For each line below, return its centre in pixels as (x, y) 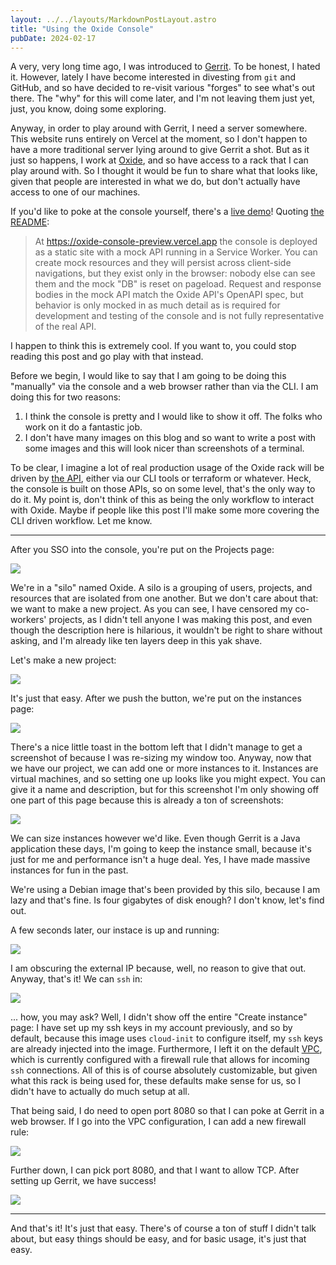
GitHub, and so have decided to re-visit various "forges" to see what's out (163, 88)
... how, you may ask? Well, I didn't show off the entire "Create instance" (159, 1017)
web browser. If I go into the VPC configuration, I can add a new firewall (158, 1122)
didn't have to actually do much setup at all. (100, 1092)
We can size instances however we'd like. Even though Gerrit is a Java (155, 838)
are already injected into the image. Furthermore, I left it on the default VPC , (166, 1049)
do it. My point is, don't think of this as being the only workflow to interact (162, 500)
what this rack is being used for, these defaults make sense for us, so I (156, 1081)
